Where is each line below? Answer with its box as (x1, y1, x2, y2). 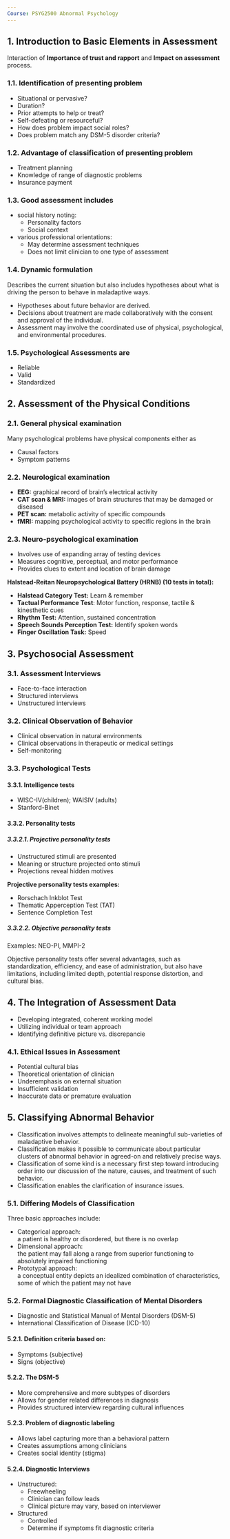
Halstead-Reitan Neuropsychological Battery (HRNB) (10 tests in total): (7, 578, 214, 587)
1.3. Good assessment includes (7, 195, 114, 205)
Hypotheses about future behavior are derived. (17, 301, 151, 309)
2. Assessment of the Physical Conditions (7, 398, 191, 410)
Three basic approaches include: (7, 1214, 101, 1223)
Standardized (17, 378, 56, 386)
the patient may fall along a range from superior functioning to (17, 1250, 194, 1258)
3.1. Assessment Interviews (7, 669, 101, 678)
